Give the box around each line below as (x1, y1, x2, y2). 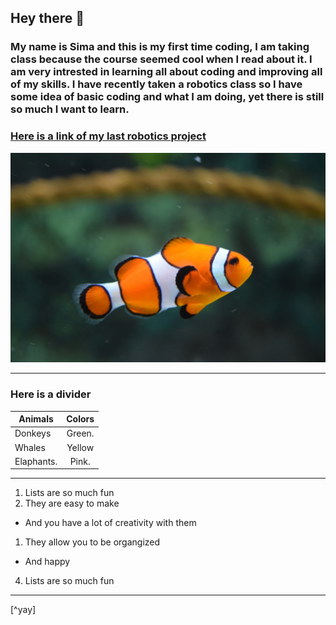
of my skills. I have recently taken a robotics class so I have (10, 77, 303, 91)
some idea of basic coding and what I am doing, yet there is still (10, 90, 325, 104)
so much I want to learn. (10, 102, 130, 116)
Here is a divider (10, 387, 92, 401)
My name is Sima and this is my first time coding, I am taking (10, 40, 310, 54)
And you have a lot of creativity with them (24, 517, 197, 529)
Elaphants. (14, 455, 58, 467)
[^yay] (10, 604, 37, 616)
